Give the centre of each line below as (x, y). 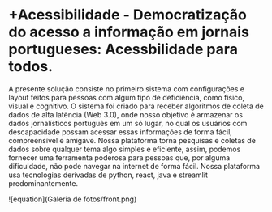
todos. (31, 67)
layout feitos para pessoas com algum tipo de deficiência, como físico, (127, 97)
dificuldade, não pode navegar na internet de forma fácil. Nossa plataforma (134, 166)
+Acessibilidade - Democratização (128, 15)
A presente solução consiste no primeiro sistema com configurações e (127, 89)
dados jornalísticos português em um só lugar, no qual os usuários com (128, 123)
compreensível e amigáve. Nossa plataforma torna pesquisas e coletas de (132, 140)
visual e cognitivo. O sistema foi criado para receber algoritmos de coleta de (136, 106)
